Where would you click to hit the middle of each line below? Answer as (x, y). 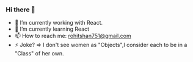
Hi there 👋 (21, 10)
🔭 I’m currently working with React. (59, 23)
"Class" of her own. (39, 54)
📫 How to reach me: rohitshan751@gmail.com (73, 36)
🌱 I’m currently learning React (52, 29)
